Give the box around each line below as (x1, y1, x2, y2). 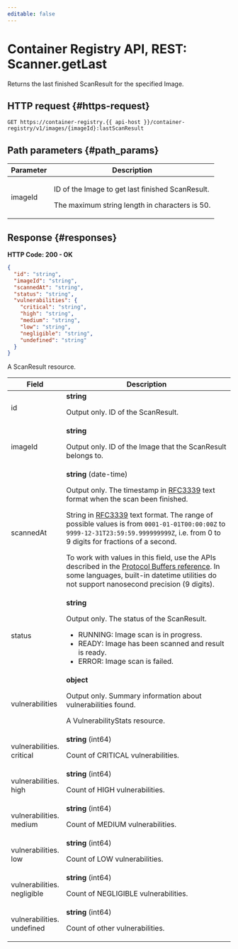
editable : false (7, 10, 55, 18)
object (66, 675, 89, 685)
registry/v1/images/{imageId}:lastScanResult (7, 125, 144, 132)
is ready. (77, 648, 107, 657)
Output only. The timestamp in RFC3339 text (66, 485, 215, 495)
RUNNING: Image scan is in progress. (77, 630, 203, 640)
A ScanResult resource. (7, 362, 76, 371)
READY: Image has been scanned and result (77, 639, 225, 649)
